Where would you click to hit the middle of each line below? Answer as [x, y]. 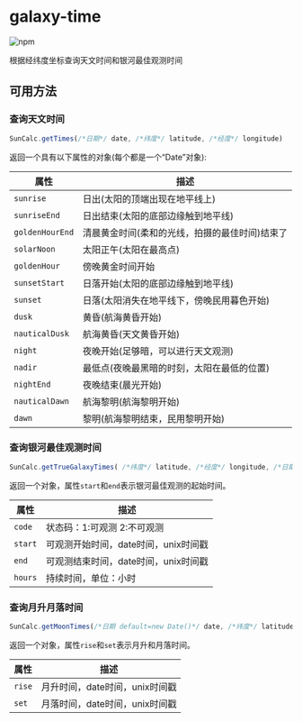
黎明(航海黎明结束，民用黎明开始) [153, 418]
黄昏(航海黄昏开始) [122, 317]
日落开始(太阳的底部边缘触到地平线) [158, 283]
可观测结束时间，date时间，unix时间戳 [127, 561]
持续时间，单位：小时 [91, 578]
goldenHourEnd [44, 232]
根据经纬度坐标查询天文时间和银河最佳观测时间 [96, 59]
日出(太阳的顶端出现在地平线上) [149, 198]
